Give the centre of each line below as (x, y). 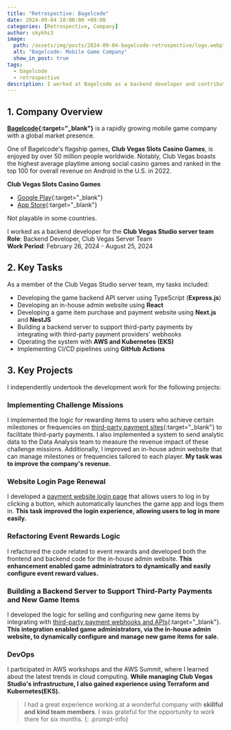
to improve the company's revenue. (59, 463)
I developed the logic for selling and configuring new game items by (103, 614)
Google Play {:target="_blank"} (60, 197)
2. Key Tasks (35, 268)
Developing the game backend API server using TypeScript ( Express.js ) (119, 297)
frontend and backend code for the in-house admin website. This (100, 559)
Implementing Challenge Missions (65, 405)
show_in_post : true (41, 58)
